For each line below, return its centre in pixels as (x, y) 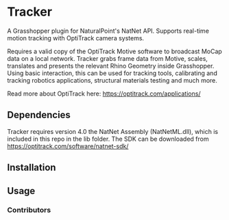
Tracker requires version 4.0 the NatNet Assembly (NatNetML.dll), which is (112, 131)
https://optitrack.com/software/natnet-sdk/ (68, 146)
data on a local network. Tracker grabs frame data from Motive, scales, (107, 58)
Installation (32, 168)
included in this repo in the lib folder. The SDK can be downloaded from (108, 139)
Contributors (29, 210)
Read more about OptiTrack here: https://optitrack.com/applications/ (104, 94)
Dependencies (39, 115)
